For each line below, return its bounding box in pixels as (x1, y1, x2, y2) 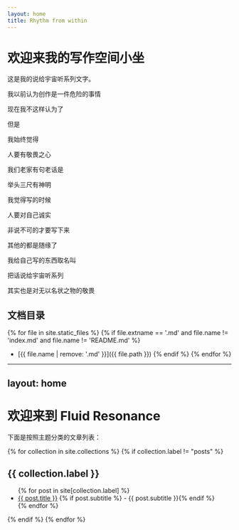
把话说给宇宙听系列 (7, 271, 64, 280)
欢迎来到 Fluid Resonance (7, 408, 161, 424)
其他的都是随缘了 (7, 241, 58, 250)
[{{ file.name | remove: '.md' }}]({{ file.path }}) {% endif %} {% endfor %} (17, 350, 232, 359)
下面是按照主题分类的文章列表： (7, 433, 101, 441)
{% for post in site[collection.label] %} (17, 487, 130, 495)
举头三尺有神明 (7, 181, 51, 189)
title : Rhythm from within (7, 17, 87, 24)
